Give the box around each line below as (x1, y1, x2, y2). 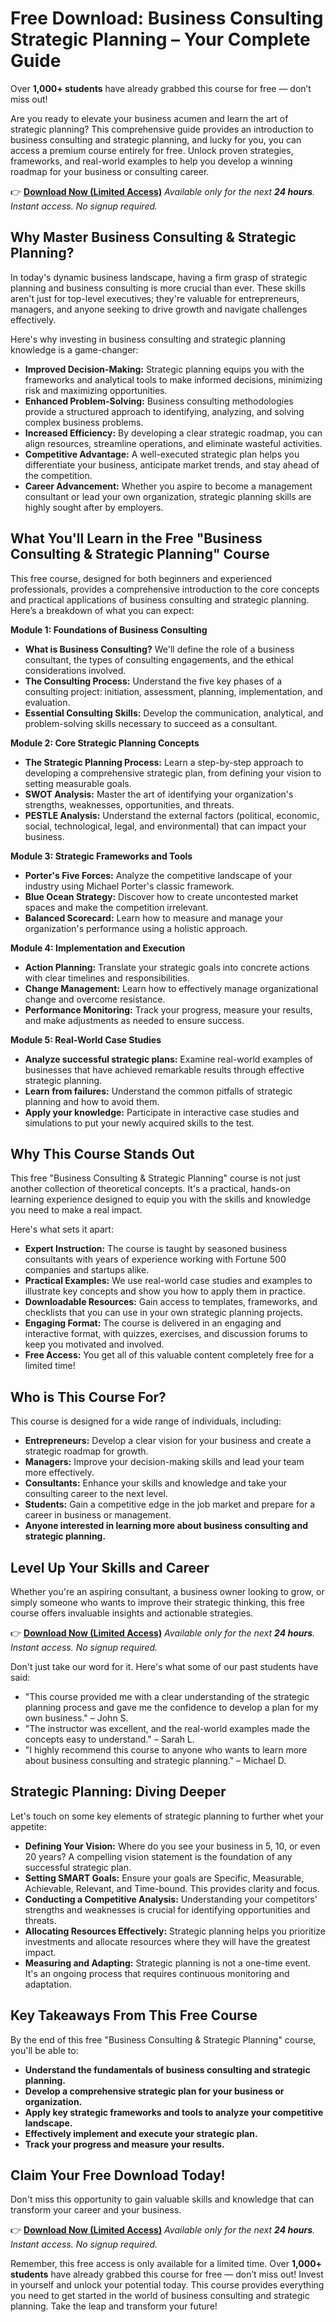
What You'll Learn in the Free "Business (10, 530, 263, 547)
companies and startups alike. (24, 1264, 150, 1276)
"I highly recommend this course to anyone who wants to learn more (24, 1744, 308, 1756)
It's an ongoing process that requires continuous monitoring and (24, 1967, 290, 1979)
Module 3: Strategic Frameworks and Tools (10, 850, 193, 862)
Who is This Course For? (10, 1388, 167, 1406)
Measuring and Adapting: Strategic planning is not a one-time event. (24, 1957, 312, 1969)
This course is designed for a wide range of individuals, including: (10, 1415, 282, 1427)
